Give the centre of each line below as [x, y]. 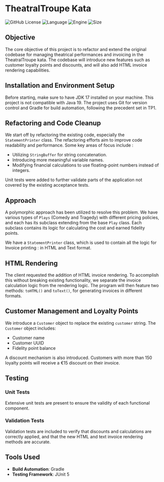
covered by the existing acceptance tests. [47, 185]
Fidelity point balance [34, 348]
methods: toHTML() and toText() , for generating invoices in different [74, 290]
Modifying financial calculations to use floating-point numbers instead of [85, 165]
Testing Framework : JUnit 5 [41, 474]
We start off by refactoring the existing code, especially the [65, 135]
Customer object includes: [31, 328]
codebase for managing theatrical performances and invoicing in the [74, 54]
